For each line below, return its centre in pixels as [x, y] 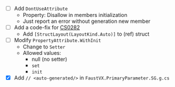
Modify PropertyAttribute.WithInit [57, 40]
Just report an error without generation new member [87, 21]
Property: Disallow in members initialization [75, 15]
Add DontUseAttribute [41, 8]
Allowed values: [42, 53]
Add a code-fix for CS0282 [47, 27]
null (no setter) [49, 59]
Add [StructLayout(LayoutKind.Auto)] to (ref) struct [86, 34]
